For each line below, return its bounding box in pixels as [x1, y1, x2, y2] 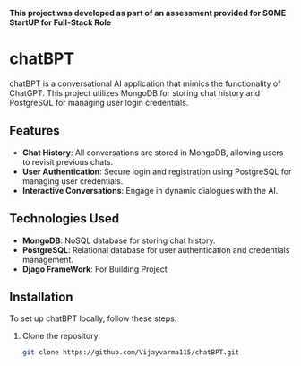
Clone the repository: [21, 331, 101, 342]
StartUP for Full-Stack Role [9, 17, 112, 28]
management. [21, 254, 74, 265]
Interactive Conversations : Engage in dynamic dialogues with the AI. [21, 185, 279, 196]
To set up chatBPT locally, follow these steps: [9, 313, 177, 324]
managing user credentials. [21, 175, 124, 187]
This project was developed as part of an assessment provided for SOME [9, 8, 287, 18]
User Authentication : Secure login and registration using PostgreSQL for [21, 166, 292, 177]
